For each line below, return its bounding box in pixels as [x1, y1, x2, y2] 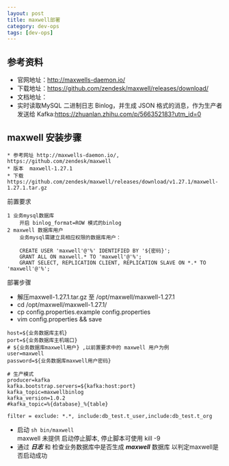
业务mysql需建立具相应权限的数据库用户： [19, 234, 122, 241]
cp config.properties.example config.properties [16, 308, 151, 316]
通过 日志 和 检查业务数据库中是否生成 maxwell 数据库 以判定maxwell [16, 443, 213, 451]
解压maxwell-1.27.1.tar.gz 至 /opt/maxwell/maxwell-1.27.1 [16, 293, 176, 301]
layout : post [7, 10, 44, 17]
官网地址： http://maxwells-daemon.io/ [16, 76, 126, 84]
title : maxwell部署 [7, 16, 61, 23]
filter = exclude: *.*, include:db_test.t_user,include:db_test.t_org [7, 413, 213, 419]
